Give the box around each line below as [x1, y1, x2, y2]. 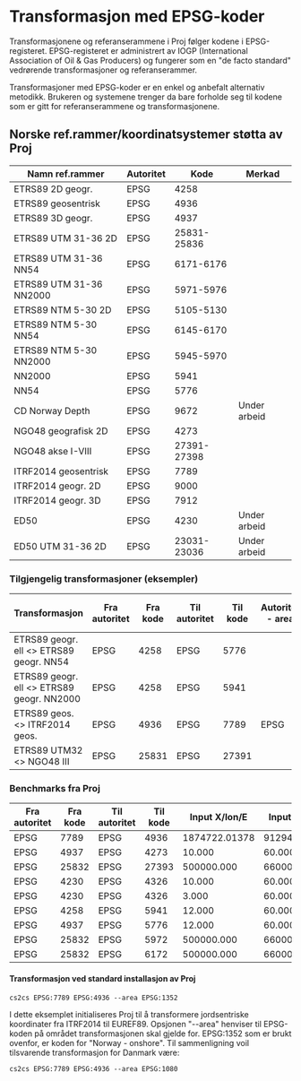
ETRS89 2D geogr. [13, 182, 93, 195]
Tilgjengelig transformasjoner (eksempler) [9, 572, 199, 584]
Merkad [245, 168, 280, 180]
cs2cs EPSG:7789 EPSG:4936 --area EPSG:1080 [9, 1064, 178, 1073]
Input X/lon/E [189, 811, 248, 824]
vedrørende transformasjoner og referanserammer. [9, 65, 198, 75]
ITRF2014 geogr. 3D [13, 494, 101, 506]
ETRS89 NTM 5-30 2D [13, 303, 112, 316]
